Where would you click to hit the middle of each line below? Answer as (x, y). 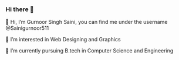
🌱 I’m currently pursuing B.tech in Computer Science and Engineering (89, 51)
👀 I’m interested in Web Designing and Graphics (63, 40)
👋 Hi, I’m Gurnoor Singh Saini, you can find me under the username (87, 22)
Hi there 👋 (20, 9)
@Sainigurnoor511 (27, 28)
